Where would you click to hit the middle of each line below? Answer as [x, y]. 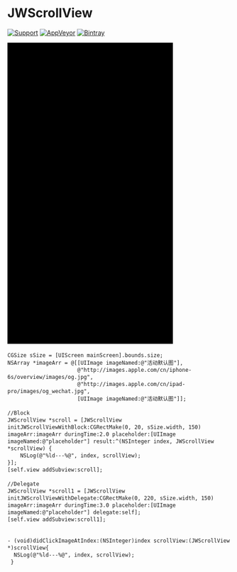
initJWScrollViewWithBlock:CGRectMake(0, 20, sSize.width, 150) [104, 427]
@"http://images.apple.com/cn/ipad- [131, 384]
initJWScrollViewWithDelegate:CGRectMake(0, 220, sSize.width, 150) [111, 498]
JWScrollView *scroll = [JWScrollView [65, 420]
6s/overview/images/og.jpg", [50, 377]
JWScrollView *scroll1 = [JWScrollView [66, 491]
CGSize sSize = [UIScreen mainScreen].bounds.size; [85, 355]
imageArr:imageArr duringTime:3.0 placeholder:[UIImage [92, 505]
